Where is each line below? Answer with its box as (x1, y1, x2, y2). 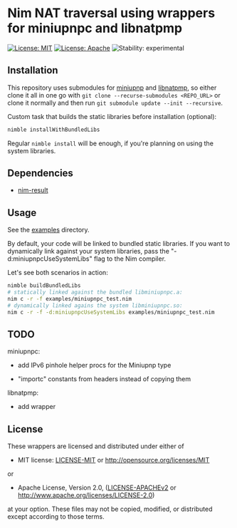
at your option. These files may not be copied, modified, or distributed (7, 504, 213, 514)
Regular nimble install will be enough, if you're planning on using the (7, 139, 214, 147)
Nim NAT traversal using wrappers (7, 5, 216, 21)
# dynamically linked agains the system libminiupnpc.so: (7, 301, 183, 309)
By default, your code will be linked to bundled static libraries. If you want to (7, 239, 230, 248)
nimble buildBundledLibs (7, 282, 81, 289)
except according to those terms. (7, 512, 105, 521)
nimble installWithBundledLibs (7, 126, 100, 133)
